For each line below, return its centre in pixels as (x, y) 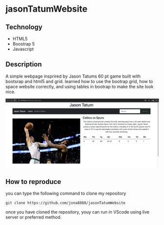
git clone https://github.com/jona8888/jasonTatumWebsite (65, 203)
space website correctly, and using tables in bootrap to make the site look (80, 86)
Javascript (23, 49)
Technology (24, 27)
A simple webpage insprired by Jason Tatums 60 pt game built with (73, 76)
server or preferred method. (34, 217)
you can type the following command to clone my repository (66, 193)
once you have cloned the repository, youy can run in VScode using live (78, 212)
